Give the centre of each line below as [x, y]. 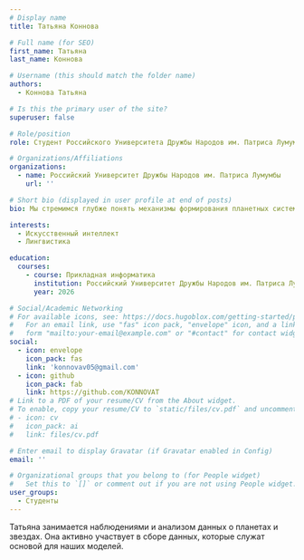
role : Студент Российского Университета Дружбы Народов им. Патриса [141, 142]
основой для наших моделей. [66, 546]
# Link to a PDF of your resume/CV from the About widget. [123, 401]
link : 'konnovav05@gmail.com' [83, 367]
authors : [26, 84]
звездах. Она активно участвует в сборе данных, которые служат [137, 536]
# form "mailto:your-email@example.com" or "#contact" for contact [143, 333]
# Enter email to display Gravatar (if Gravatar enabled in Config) [141, 451]
